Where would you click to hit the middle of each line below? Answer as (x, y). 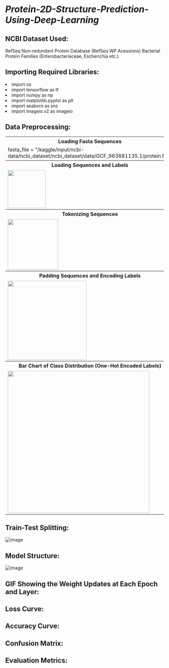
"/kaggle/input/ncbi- (60, 149)
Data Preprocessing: (38, 127)
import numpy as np (32, 95)
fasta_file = (21, 149)
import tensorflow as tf (35, 90)
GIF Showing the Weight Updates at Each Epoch (81, 584)
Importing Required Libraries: (52, 72)
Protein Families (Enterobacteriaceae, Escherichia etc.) (62, 56)
